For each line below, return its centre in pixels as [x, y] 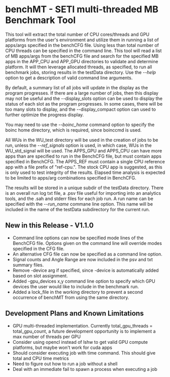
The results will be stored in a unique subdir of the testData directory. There [84, 188]
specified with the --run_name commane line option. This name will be [79, 204]
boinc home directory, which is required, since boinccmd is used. [74, 130]
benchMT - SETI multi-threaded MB [82, 9]
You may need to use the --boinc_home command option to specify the [80, 124]
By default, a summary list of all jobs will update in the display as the [77, 87]
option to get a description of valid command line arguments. [69, 78]
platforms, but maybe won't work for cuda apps [62, 347]
